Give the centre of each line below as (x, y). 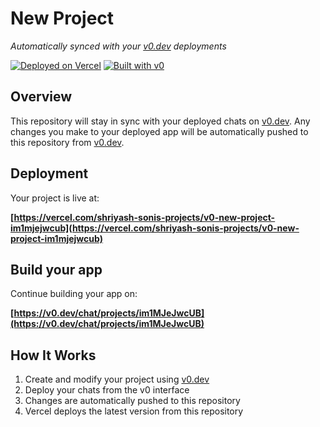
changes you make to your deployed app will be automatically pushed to (159, 131)
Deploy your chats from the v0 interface (107, 390)
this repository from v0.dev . (67, 142)
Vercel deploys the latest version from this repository (134, 411)
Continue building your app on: (74, 294)
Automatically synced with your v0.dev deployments (118, 46)
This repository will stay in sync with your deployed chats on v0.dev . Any (160, 121)
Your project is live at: (55, 198)
